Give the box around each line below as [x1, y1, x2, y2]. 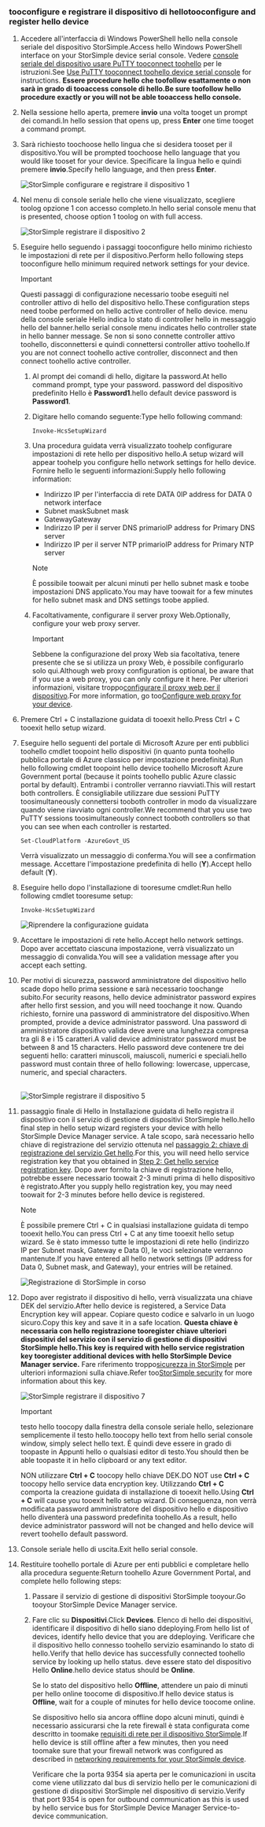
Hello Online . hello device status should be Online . [31, 1666, 196, 1675]
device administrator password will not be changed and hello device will [20, 1521, 254, 1530]
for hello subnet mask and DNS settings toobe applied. [31, 595, 209, 605]
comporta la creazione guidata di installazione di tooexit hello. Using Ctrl [20, 1487, 255, 1497]
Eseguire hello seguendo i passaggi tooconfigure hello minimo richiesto [20, 242, 252, 252]
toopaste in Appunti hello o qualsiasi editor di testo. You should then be [20, 1447, 249, 1457]
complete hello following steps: [20, 1576, 122, 1586]
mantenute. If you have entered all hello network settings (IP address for [20, 1254, 252, 1264]
